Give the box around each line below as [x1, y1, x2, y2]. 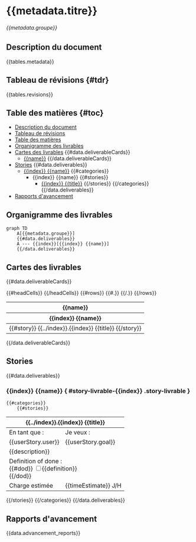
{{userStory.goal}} [65, 438, 116, 446]
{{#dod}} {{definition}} [9, 465, 78, 473]
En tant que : [9, 429, 44, 437]
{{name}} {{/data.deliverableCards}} [23, 155, 112, 162]
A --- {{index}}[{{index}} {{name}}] [17, 241, 110, 247]
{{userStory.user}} [9, 438, 60, 446]
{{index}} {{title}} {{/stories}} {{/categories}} [41, 180, 149, 187]
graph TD [6, 226, 28, 232]
